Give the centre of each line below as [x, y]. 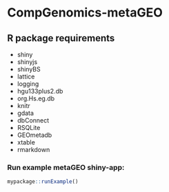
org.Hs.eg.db [36, 98]
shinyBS [29, 69]
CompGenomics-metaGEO [85, 13]
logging [28, 84]
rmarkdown [33, 150]
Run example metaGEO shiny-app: [66, 167]
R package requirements [61, 38]
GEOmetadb [34, 135]
